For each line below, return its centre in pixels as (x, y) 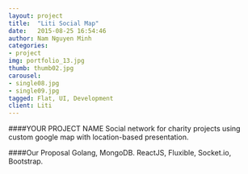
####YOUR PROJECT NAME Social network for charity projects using (124, 129)
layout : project (36, 16)
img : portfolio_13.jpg (46, 61)
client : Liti (30, 106)
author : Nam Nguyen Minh (50, 38)
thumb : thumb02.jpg (41, 68)
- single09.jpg (34, 91)
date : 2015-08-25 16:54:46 (57, 31)
